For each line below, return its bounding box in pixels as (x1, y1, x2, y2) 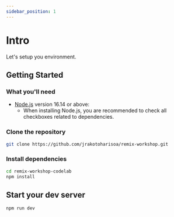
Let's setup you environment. (6, 53, 76, 60)
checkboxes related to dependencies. (23, 113, 114, 120)
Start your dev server (6, 190, 86, 199)
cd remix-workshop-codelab (6, 168, 72, 174)
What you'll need (6, 87, 55, 95)
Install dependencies (6, 155, 67, 163)
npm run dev (6, 205, 35, 211)
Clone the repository (6, 128, 66, 136)
